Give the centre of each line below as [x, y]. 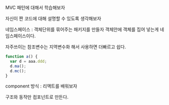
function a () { [22, 57]
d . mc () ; [18, 71]
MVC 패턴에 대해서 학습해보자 [35, 7]
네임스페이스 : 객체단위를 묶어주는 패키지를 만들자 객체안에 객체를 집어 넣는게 [82, 29]
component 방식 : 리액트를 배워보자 [41, 86]
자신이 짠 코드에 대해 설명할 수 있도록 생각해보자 [53, 19]
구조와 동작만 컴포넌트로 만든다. [37, 97]
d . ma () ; [18, 66]
